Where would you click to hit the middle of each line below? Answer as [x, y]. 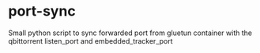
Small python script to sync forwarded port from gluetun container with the [130, 33]
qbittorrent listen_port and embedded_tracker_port [90, 41]
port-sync [42, 11]
